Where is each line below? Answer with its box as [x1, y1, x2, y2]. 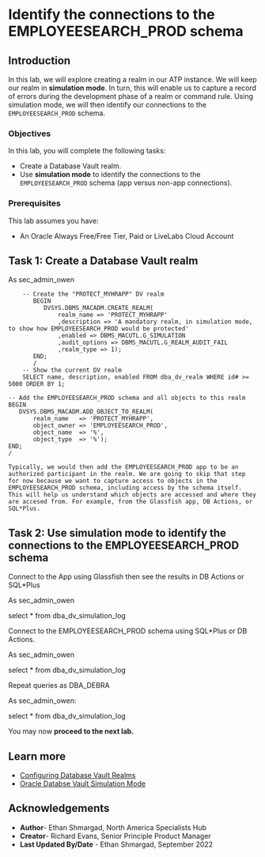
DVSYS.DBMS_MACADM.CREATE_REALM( [43, 304, 154, 312]
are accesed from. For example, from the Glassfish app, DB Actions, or [8, 498, 253, 506]
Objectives [8, 128, 51, 139]
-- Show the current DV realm [22, 366, 123, 375]
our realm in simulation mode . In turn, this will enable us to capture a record [8, 83, 257, 92]
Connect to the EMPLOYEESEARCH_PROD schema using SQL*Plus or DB [8, 626, 248, 636]
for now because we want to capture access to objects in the [8, 477, 218, 485]
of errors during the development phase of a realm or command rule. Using [8, 92, 253, 100]
